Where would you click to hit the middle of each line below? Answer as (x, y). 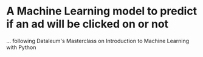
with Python (21, 47)
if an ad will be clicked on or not (88, 24)
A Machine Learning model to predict (102, 11)
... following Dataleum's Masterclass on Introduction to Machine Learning (98, 41)
